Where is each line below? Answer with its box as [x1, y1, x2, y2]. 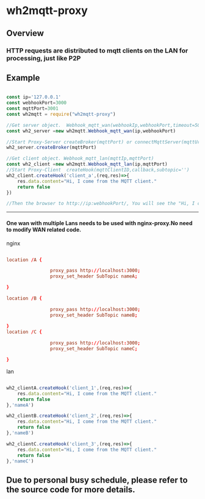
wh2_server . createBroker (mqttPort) [6, 145, 97, 151]
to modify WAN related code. [6, 226, 81, 233]
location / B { [6, 295, 43, 302]
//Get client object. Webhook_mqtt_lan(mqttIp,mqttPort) [6, 156, 154, 162]
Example [6, 73, 40, 83]
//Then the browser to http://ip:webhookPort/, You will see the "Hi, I [6, 201, 195, 207]
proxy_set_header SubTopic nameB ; [49, 312, 138, 318]
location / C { [6, 329, 43, 335]
